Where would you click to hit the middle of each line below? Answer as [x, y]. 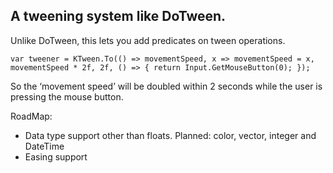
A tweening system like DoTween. [118, 16]
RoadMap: [31, 116]
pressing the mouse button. [67, 96]
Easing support [56, 156]
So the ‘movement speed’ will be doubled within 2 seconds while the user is [166, 86]
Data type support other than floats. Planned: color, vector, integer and [170, 135]
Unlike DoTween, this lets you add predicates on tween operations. [148, 40]
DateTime [44, 146]
